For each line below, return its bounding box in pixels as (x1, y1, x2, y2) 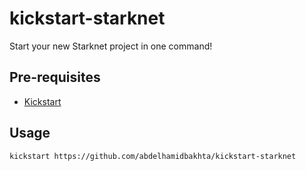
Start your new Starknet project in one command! (9, 40, 213, 52)
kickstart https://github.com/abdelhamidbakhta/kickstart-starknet (9, 151, 297, 161)
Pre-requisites (9, 69, 101, 86)
